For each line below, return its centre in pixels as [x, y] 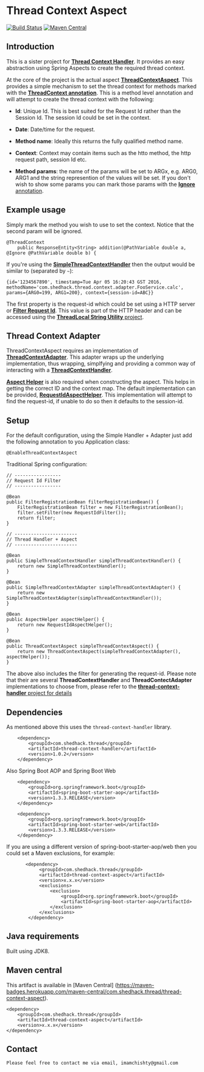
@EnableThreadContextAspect [42, 453]
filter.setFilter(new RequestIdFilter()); [72, 513]
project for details [50, 693]
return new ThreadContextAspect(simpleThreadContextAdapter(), [99, 652]
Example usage [36, 210]
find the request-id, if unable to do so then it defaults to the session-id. [95, 401]
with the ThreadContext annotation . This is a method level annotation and [100, 93]
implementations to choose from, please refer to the [72, 686]
